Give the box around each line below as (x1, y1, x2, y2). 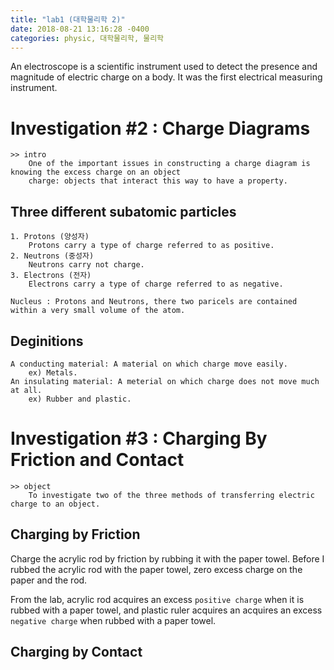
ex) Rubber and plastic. (28, 394, 132, 404)
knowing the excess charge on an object (10, 167, 182, 178)
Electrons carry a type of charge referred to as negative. (28, 279, 284, 290)
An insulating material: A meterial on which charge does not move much (10, 376, 320, 386)
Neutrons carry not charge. (28, 260, 145, 270)
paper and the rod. (10, 574, 88, 586)
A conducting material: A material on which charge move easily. (10, 359, 288, 369)
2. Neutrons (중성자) (10, 251, 95, 261)
